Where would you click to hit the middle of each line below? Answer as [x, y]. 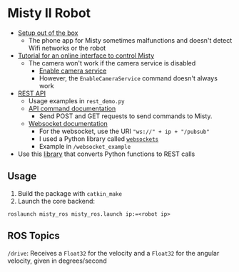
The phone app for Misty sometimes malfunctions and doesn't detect [130, 40]
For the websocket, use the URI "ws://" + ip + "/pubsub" [124, 131]
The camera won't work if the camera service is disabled [112, 63]
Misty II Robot [49, 13]
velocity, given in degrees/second [57, 261]
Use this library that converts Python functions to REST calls [106, 154]
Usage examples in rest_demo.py [76, 100]
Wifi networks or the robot [67, 48]
